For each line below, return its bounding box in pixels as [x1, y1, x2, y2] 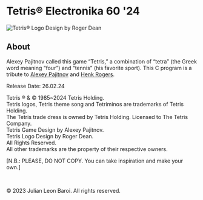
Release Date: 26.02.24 [6, 82, 65, 89]
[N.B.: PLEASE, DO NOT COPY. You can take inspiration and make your [6, 157, 184, 164]
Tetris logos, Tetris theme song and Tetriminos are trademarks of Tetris [6, 100, 184, 108]
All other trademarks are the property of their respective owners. [6, 145, 168, 152]
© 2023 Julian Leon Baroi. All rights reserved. [6, 187, 121, 194]
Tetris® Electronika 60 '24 [6, 4, 141, 18]
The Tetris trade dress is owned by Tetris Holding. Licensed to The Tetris [6, 113, 188, 120]
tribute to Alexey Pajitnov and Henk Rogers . [6, 71, 115, 78]
